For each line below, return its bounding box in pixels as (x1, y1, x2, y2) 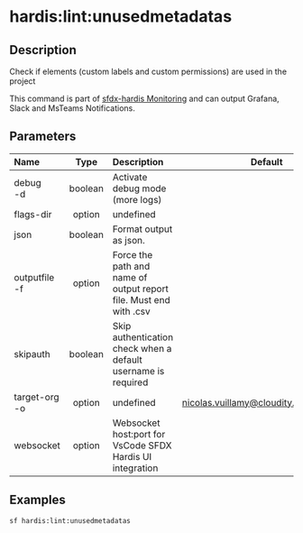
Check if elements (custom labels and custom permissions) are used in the (9, 66, 287, 77)
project (9, 76, 36, 87)
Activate (112, 170, 148, 183)
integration (112, 462, 159, 474)
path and (112, 260, 151, 272)
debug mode (112, 182, 167, 195)
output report (112, 282, 169, 295)
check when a (112, 342, 172, 354)
